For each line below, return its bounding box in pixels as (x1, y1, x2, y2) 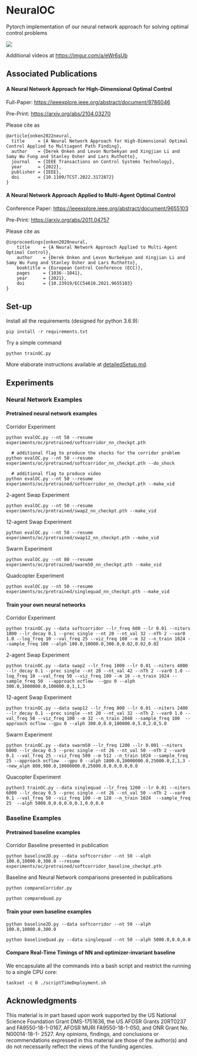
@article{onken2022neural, (6, 133, 72, 139)
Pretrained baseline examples (6, 828, 81, 835)
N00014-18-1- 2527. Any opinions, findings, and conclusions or (6, 1030, 159, 1037)
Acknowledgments (6, 996, 78, 1006)
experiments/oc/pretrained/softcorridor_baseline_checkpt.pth (6, 864, 162, 870)
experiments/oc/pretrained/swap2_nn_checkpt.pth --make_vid (6, 508, 157, 514)
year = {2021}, (16, 275, 67, 281)
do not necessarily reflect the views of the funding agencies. (6, 1042, 153, 1050)
